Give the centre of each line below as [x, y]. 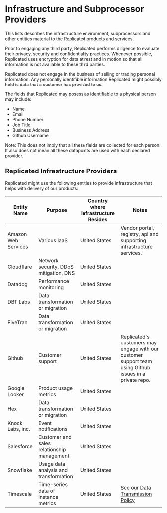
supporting [133, 240]
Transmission [136, 494]
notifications [53, 429]
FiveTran [18, 322]
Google [16, 388]
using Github [135, 367]
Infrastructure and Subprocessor [75, 9]
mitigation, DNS [57, 273]
